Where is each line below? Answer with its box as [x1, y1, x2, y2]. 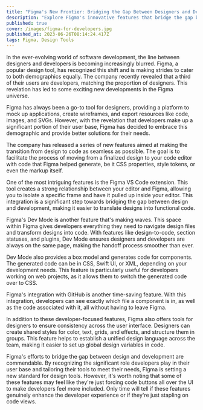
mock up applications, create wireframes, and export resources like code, [6, 110, 190, 117]
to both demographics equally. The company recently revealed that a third [6, 73, 191, 80]
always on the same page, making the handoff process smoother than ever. [6, 242, 195, 249]
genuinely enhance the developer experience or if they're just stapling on [6, 391, 189, 399]
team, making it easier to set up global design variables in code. [6, 341, 165, 348]
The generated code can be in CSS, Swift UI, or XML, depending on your [6, 260, 187, 267]
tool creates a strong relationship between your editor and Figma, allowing [6, 185, 192, 192]
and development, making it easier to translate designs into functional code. [6, 204, 195, 212]
